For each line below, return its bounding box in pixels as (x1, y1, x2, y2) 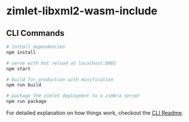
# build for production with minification (6, 77, 114, 83)
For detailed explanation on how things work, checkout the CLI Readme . (6, 109, 184, 116)
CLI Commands (6, 28, 65, 38)
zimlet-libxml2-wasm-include (6, 4, 157, 18)
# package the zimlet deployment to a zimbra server (6, 93, 141, 99)
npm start (6, 66, 31, 72)
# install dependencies (6, 44, 66, 50)
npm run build (6, 82, 42, 88)
